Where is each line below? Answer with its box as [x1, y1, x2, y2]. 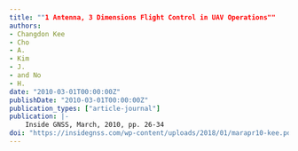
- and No [9, 71, 42, 80]
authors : [9, 21, 42, 30]
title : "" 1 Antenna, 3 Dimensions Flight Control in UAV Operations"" [9, 12, 276, 22]
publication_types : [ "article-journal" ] [9, 104, 161, 113]
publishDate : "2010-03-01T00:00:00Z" [9, 95, 149, 105]
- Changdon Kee [9, 29, 66, 38]
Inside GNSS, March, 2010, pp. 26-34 [25, 121, 165, 130]
